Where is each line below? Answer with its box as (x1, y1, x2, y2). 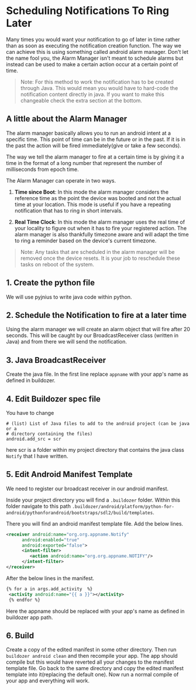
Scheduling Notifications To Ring (6, 4, 170, 18)
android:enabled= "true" (21, 537, 80, 543)
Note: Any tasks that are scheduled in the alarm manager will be (20, 248, 175, 255)
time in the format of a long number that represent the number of (6, 159, 163, 166)
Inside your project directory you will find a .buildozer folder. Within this (6, 496, 180, 503)
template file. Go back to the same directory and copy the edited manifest (6, 665, 184, 672)
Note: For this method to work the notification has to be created (20, 78, 174, 85)
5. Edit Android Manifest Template (6, 469, 133, 479)
